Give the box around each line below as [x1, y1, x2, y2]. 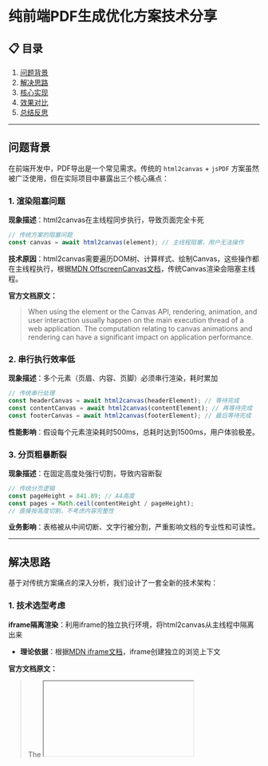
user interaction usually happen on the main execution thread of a [27, 315, 245, 324]
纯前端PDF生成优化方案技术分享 [8, 7, 218, 26]
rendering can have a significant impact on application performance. [27, 332, 254, 342]
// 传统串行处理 [8, 389, 55, 398]
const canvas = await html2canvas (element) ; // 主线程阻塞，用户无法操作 [8, 238, 245, 246]
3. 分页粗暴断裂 [8, 449, 68, 460]
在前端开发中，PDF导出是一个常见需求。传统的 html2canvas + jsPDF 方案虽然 [8, 163, 259, 173]
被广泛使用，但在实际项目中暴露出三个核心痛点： [8, 173, 169, 183]
